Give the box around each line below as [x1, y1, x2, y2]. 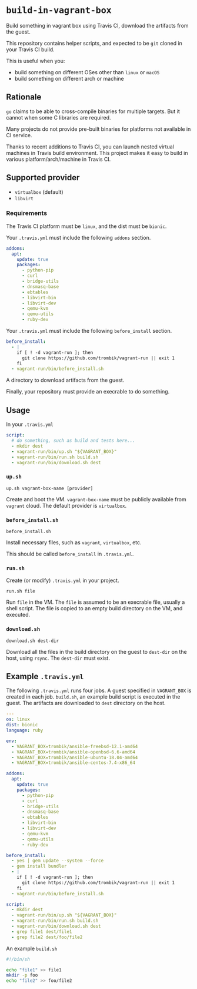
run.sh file [6, 588, 35, 594]
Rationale [6, 92, 42, 102]
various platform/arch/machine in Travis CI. [6, 156, 111, 163]
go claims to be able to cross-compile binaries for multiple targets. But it [6, 108, 181, 115]
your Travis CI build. [6, 46, 55, 53]
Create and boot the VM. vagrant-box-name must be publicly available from [6, 495, 186, 502]
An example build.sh [6, 945, 58, 952]
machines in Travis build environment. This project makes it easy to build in [6, 149, 188, 156]
